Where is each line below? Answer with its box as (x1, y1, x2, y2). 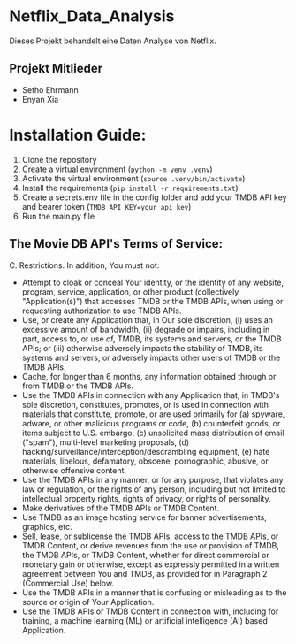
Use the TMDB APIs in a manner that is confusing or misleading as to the (21, 586, 287, 598)
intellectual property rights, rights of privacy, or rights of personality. (21, 493, 271, 503)
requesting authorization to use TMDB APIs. (21, 305, 182, 316)
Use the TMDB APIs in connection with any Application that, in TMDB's (21, 389, 280, 400)
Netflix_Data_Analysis (9, 6, 175, 27)
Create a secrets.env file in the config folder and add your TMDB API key (21, 192, 287, 203)
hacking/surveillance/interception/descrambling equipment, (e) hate (21, 446, 270, 456)
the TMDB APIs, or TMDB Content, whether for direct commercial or (21, 549, 269, 560)
